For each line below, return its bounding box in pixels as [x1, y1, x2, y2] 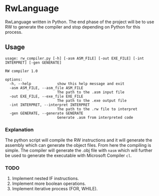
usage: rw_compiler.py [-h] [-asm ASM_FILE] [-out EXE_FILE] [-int [5, 56, 144, 61]
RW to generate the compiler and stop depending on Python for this [5, 24, 141, 29]
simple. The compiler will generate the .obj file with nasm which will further [5, 148, 153, 154]
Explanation [5, 126, 34, 133]
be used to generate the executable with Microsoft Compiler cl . [5, 153, 132, 158]
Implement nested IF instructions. [12, 176, 79, 182]
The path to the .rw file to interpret [57, 107, 138, 112]
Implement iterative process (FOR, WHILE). [12, 186, 98, 192]
